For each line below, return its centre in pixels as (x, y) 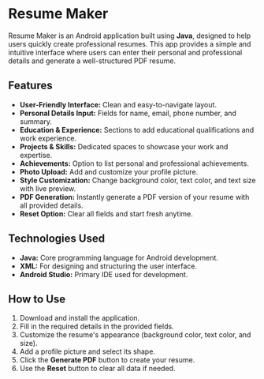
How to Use (37, 299)
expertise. (36, 155)
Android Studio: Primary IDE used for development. (104, 274)
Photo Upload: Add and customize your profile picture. (109, 171)
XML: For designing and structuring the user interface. (108, 266)
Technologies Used (56, 239)
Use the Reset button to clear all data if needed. (97, 369)
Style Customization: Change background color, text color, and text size (138, 180)
